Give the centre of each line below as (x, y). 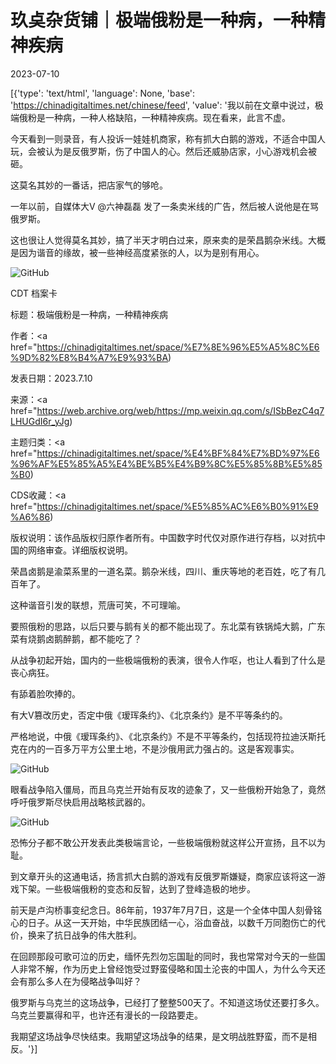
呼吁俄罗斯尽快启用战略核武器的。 (80, 802)
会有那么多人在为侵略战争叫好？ (76, 981)
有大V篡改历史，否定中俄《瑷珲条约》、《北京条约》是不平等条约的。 (149, 715)
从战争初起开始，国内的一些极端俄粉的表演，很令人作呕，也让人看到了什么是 (168, 660)
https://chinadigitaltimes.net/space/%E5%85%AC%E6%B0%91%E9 (177, 506)
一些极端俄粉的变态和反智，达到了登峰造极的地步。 (150, 888)
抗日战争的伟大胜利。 (97, 935)
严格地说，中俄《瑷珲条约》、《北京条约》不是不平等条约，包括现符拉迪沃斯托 (168, 736)
